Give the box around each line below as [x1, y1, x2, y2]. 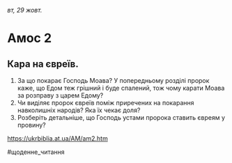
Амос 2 [7, 31, 52, 46]
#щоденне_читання [7, 148, 65, 156]
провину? [17, 121, 47, 129]
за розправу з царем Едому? [17, 91, 104, 100]
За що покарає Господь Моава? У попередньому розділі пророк [17, 77, 210, 84]
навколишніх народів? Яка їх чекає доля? [17, 106, 141, 114]
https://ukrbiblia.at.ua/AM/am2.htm [7, 134, 108, 142]
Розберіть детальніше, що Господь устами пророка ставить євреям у [17, 114, 225, 121]
